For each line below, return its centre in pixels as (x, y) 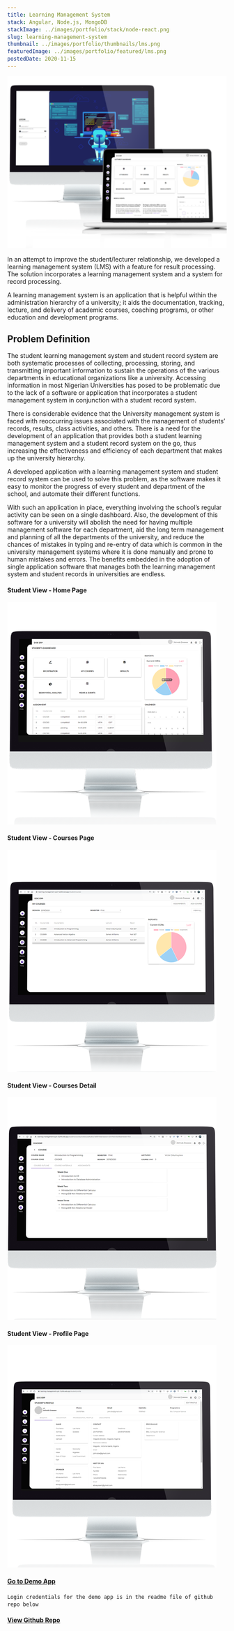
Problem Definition (49, 339)
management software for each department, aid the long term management (116, 529)
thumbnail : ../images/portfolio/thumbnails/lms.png (84, 44)
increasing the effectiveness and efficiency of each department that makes (115, 451)
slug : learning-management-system (57, 37)
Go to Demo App (31, 1581)
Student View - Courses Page (51, 838)
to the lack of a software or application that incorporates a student (102, 393)
